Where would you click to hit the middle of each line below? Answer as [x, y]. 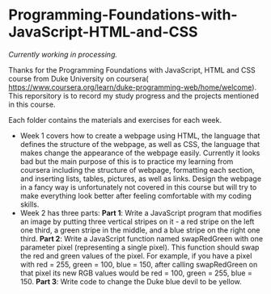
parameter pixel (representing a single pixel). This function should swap [140, 247]
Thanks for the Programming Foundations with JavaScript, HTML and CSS [132, 69]
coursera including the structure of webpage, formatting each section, [137, 170]
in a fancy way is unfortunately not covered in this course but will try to [138, 187]
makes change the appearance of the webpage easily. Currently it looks [140, 153]
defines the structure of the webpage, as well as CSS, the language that [140, 144]
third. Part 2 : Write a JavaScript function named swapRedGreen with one [142, 238]
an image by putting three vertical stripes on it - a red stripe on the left [137, 221]
